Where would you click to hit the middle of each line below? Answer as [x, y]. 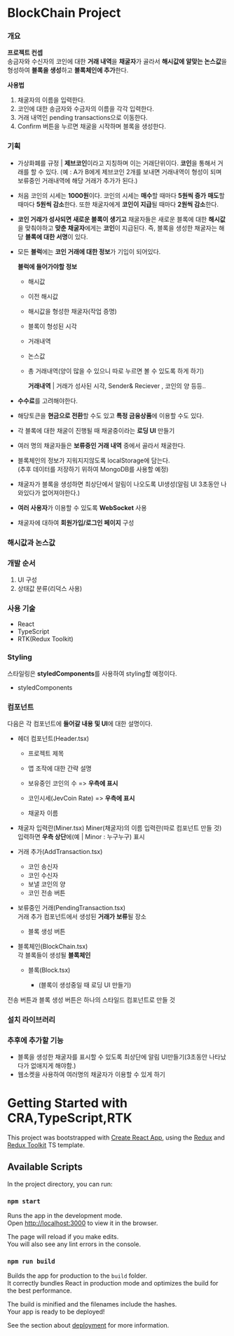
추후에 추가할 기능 [36, 1040]
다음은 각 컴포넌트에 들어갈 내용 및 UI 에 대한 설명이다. [80, 723]
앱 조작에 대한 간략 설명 [60, 768]
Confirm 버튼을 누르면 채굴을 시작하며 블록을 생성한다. [92, 126]
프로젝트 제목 [46, 753]
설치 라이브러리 [32, 1020]
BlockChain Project [64, 13]
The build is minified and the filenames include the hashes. [92, 1304]
